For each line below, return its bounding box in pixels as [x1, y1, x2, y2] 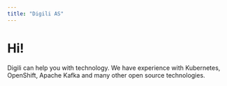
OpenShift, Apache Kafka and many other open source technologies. [7, 71, 205, 79]
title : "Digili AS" [7, 10, 64, 17]
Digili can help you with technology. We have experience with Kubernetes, [7, 64, 221, 72]
